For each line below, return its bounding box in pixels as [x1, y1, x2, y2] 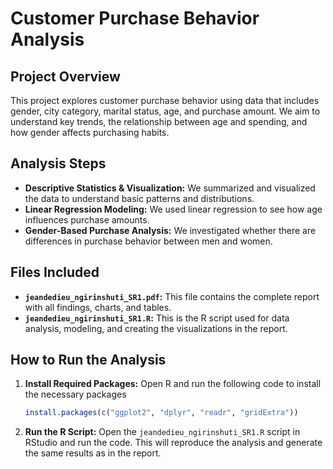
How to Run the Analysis [10, 352, 167, 369]
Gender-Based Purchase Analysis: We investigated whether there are [24, 224, 317, 236]
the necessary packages [24, 388, 127, 401]
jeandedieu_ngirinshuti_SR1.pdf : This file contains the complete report [24, 290, 320, 302]
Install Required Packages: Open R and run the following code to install [24, 378, 322, 390]
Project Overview [10, 68, 121, 85]
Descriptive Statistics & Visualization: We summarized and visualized [24, 182, 316, 194]
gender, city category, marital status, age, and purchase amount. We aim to [10, 105, 321, 117]
